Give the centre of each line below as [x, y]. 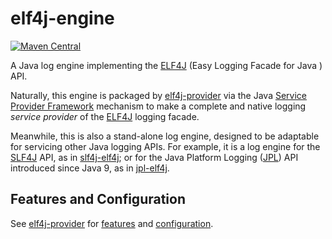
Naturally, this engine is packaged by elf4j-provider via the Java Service [159, 95]
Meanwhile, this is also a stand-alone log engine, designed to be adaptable [165, 136]
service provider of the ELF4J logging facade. [105, 116]
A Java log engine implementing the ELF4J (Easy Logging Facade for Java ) [166, 65]
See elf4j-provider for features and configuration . [112, 223]
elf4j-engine [62, 18]
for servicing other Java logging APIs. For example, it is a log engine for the [165, 146]
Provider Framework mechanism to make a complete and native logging [158, 106]
